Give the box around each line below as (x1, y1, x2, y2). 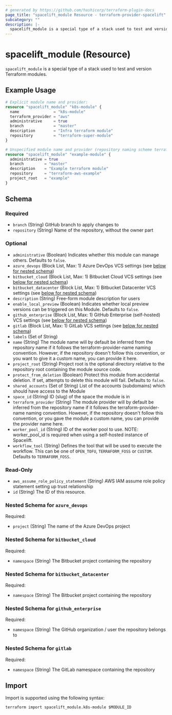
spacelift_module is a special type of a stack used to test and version (5, 66, 152, 72)
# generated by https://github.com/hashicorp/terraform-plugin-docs (5, 7, 155, 13)
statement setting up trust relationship (12, 484, 93, 490)
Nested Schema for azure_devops (5, 501, 88, 509)
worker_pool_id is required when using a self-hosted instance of (12, 432, 148, 438)
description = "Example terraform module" (10, 166, 109, 171)
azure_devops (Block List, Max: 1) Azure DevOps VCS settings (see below (12, 262, 166, 268)
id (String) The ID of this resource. (12, 489, 86, 495)
